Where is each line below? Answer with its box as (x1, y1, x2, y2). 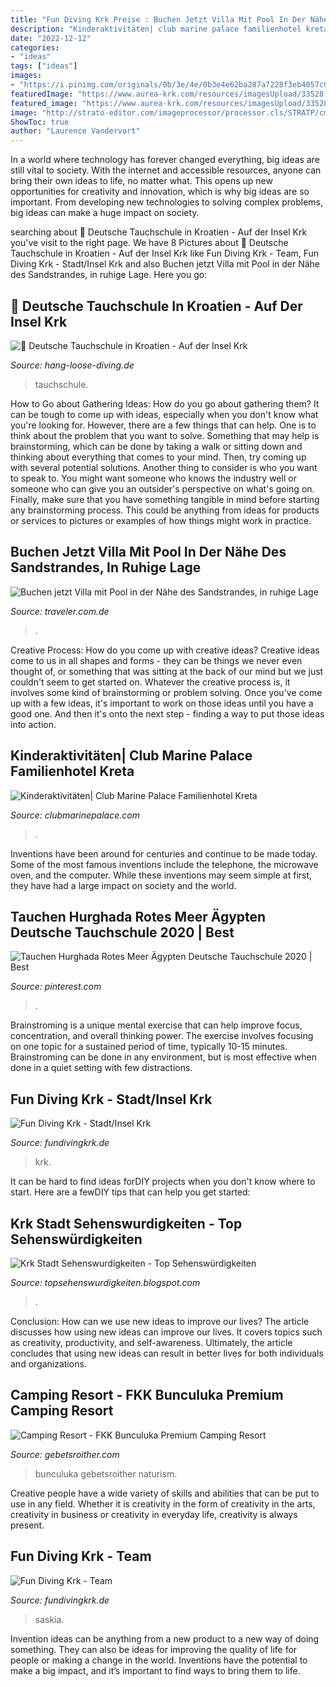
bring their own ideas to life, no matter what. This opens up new (10, 175, 273, 187)
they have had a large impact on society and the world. (10, 879, 237, 891)
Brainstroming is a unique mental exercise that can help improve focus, (10, 1019, 303, 1031)
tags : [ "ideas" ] (10, 61, 78, 71)
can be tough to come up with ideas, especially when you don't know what (10, 408, 319, 420)
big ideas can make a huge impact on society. (10, 207, 200, 219)
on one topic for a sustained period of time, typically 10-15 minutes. (10, 1041, 288, 1053)
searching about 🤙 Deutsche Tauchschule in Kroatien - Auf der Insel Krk (10, 226, 308, 238)
